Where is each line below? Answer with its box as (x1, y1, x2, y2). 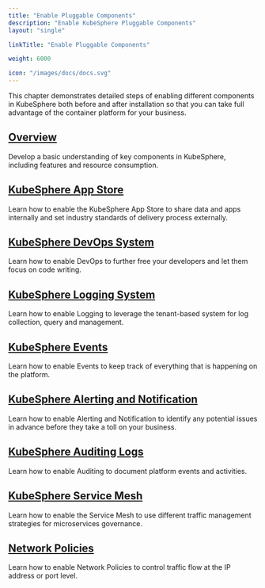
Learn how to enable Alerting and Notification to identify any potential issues (8, 414, 258, 423)
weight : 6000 (8, 55, 51, 63)
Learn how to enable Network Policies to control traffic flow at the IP (8, 563, 231, 572)
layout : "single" (8, 26, 66, 34)
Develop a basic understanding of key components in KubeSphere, (8, 151, 227, 161)
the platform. (8, 370, 50, 380)
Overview (8, 131, 58, 144)
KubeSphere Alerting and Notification (8, 393, 198, 407)
